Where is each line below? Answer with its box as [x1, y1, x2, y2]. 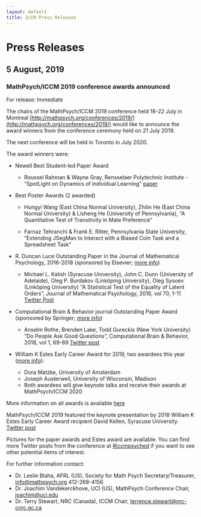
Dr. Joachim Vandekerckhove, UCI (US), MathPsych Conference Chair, [14, 485, 190, 492]
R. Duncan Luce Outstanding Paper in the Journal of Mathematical [14, 253, 179, 260]
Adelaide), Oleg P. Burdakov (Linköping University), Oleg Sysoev [23, 277, 184, 284]
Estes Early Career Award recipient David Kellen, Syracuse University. [6, 417, 179, 425]
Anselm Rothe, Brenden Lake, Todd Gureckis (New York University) [23, 326, 191, 334]
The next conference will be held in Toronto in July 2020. [6, 139, 148, 146]
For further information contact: [6, 460, 85, 468]
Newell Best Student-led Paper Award [14, 162, 109, 170]
